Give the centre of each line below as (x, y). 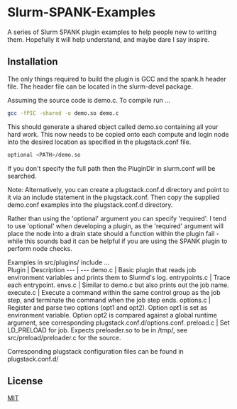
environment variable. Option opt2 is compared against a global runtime (112, 315)
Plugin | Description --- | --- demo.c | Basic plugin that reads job (102, 269)
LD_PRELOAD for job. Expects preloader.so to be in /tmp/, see (98, 330)
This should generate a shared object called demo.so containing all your (113, 127)
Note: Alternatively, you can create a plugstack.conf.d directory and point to (118, 189)
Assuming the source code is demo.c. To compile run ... (89, 100)
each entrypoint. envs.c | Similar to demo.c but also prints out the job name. (118, 285)
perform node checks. (40, 248)
